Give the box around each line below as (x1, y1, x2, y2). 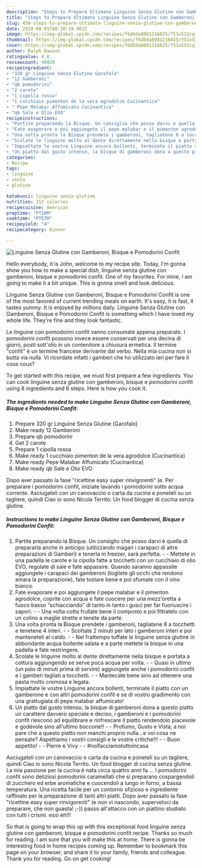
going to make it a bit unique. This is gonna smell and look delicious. (6, 279, 176, 287)
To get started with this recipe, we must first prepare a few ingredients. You (6, 371, 194, 379)
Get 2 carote (14, 439, 46, 446)
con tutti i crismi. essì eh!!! (6, 811, 71, 819)
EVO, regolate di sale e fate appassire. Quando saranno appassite (14, 563, 177, 570)
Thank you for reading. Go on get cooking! (6, 855, 112, 862)
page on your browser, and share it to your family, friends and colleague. (6, 848, 186, 855)
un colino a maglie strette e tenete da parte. (14, 614, 123, 621)
